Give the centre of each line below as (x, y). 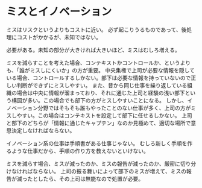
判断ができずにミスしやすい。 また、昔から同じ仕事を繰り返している (102, 85)
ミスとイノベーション (59, 12)
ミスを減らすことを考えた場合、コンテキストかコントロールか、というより (99, 63)
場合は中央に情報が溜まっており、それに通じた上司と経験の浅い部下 (101, 93)
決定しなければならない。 (43, 130)
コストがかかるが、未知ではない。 (59, 37)
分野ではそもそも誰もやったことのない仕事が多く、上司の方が (114, 108)
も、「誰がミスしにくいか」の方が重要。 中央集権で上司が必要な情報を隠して (100, 70)
